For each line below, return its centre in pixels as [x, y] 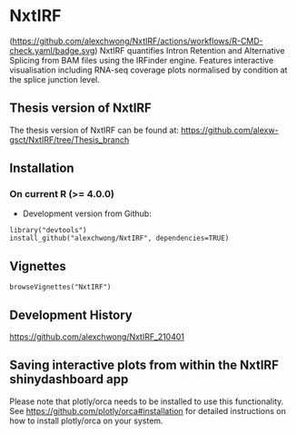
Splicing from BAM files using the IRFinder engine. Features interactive [142, 60]
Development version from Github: [87, 213]
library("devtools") [49, 231]
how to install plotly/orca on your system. [86, 420]
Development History [71, 315]
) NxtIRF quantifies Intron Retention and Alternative [190, 50]
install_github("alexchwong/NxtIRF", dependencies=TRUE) [119, 238]
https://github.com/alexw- [230, 130]
